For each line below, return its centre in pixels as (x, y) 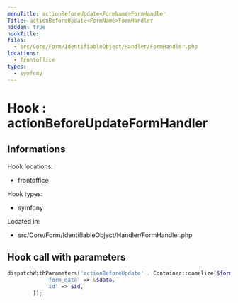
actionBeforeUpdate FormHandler (108, 123)
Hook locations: (30, 166)
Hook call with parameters (67, 257)
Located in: (24, 221)
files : (17, 40)
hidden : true (27, 27)
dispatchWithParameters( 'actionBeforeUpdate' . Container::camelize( (112, 273)
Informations (36, 149)
